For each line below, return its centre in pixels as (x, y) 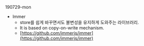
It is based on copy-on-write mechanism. (62, 28)
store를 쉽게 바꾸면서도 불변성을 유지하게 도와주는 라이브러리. (79, 22)
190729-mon (18, 7)
